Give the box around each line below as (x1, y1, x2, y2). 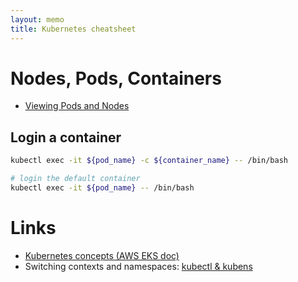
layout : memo (10, 14, 65, 25)
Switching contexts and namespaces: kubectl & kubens (24, 260, 253, 272)
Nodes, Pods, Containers (10, 67, 222, 90)
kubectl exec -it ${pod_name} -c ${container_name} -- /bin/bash (10, 156, 288, 166)
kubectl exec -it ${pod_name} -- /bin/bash (10, 183, 195, 193)
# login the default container (10, 174, 141, 184)
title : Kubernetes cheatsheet (10, 24, 137, 34)
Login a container (10, 129, 122, 146)
